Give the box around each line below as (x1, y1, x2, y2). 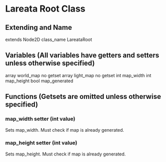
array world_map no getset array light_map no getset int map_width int (5, 72, 152, 78)
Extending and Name (5, 23, 72, 32)
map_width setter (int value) (5, 116, 75, 123)
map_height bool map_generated (5, 78, 74, 84)
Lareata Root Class (5, 3, 86, 15)
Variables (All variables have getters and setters (5, 51, 159, 60)
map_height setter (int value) (5, 139, 77, 146)
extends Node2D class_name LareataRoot (5, 36, 92, 42)
